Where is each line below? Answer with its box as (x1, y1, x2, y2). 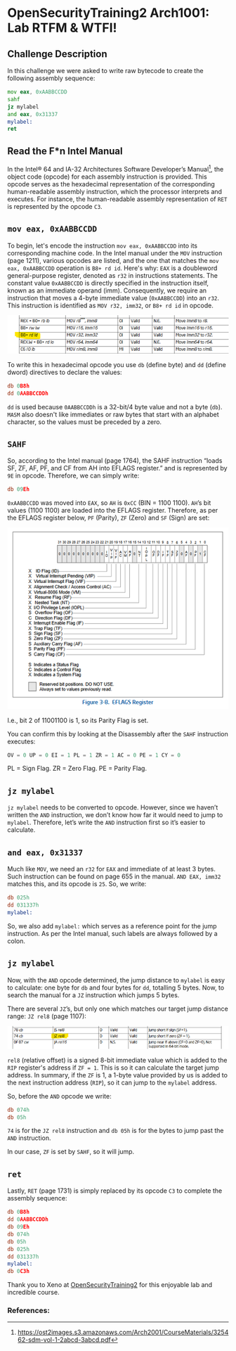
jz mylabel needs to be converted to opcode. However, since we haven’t (7, 803, 218, 812)
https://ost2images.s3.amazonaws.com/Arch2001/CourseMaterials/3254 (17, 1328, 229, 1337)
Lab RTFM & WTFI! (7, 20, 117, 36)
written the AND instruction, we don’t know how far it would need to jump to (7, 811, 223, 819)
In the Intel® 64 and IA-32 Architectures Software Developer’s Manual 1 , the (7, 164, 224, 173)
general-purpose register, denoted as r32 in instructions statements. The (7, 271, 218, 279)
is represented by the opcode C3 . (7, 202, 103, 210)
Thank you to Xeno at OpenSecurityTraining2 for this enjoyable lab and (7, 1281, 213, 1289)
